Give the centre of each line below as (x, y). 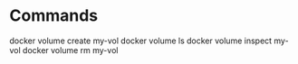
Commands (54, 16)
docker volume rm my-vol (70, 50)
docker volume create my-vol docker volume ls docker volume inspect (141, 41)
